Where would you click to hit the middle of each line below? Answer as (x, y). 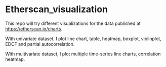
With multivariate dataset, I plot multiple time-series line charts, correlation (83, 54)
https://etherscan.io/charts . (34, 28)
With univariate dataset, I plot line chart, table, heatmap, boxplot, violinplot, (83, 39)
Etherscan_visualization (56, 9)
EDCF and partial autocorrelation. (40, 44)
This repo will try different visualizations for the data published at (73, 23)
